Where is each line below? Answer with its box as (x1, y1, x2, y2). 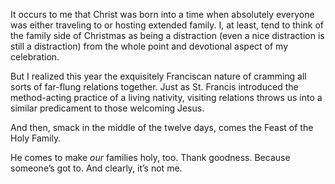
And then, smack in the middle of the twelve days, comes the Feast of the (10, 122, 314, 133)
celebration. (10, 51, 60, 63)
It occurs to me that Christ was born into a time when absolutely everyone (10, 9, 315, 20)
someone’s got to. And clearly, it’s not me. (10, 162, 183, 174)
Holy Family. (10, 132, 62, 144)
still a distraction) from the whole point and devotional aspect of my (10, 40, 289, 52)
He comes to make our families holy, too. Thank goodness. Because (10, 152, 291, 163)
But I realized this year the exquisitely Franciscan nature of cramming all (10, 70, 307, 82)
